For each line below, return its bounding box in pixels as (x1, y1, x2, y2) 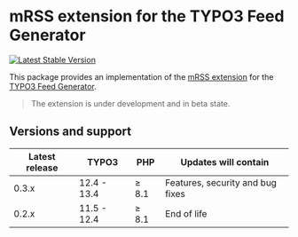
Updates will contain (180, 155, 270, 168)
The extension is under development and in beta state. (30, 98, 231, 108)
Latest (27, 150, 56, 162)
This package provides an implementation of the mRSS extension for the (9, 71, 274, 82)
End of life (165, 207, 208, 219)
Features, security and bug (165, 176, 278, 188)
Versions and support (9, 124, 131, 139)
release (26, 162, 59, 174)
